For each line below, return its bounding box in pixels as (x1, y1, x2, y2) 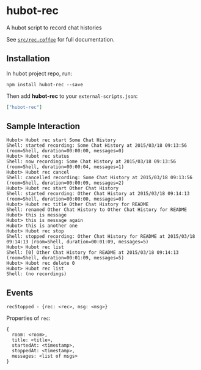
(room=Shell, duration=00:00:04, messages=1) (6, 164, 124, 170)
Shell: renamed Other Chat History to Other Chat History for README (6, 207, 188, 213)
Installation (6, 53, 50, 64)
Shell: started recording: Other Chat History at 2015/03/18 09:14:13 (6, 191, 190, 197)
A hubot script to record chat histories (6, 24, 102, 31)
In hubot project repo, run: (6, 70, 73, 77)
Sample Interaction (6, 121, 81, 131)
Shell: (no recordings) (6, 271, 67, 277)
